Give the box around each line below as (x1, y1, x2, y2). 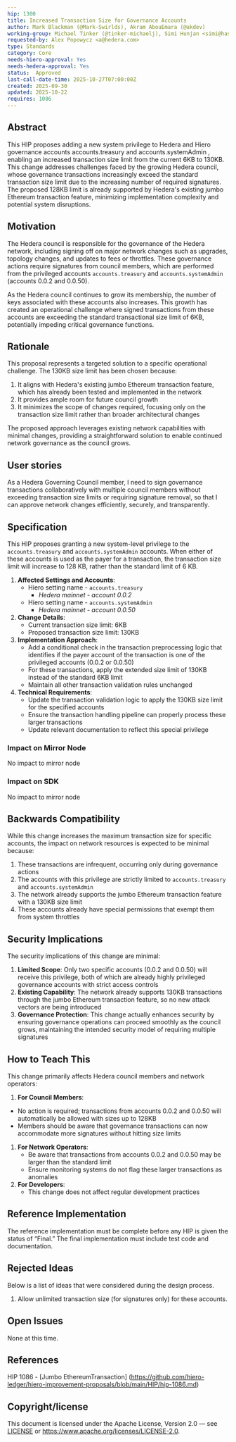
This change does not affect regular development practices (27, 1188, 200, 1196)
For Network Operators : (17, 1143, 89, 1152)
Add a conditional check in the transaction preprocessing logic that (27, 643, 223, 652)
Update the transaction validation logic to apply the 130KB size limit (27, 695, 223, 704)
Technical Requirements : (17, 688, 93, 697)
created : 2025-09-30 (7, 82, 68, 89)
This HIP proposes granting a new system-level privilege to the (7, 540, 190, 548)
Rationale (7, 341, 50, 353)
